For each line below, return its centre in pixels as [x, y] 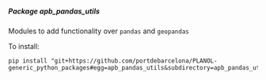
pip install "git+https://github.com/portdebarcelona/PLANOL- [113, 61]
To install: [24, 46]
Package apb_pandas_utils [54, 11]
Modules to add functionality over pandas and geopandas [99, 31]
